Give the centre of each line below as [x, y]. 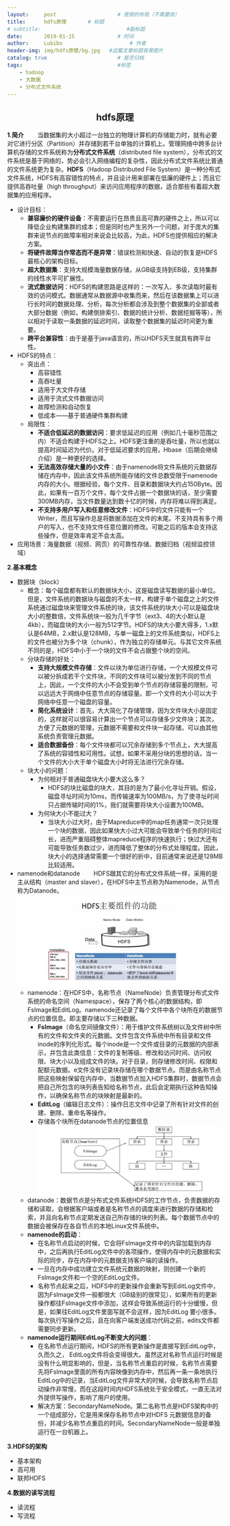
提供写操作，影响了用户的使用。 [89, 1397]
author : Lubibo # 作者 [77, 44]
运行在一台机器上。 [65, 1431]
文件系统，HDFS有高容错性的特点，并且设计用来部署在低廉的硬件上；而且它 [114, 178]
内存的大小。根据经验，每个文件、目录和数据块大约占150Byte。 [127, 484]
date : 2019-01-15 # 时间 [71, 36]
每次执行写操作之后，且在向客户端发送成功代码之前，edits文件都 [128, 1320]
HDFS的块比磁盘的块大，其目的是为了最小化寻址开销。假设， [134, 788]
